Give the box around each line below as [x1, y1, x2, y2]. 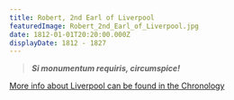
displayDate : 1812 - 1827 [9, 38, 106, 48]
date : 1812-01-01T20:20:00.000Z [9, 30, 130, 39]
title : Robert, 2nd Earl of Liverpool [9, 13, 155, 23]
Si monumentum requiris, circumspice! [31, 63, 181, 74]
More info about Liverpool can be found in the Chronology [9, 80, 225, 91]
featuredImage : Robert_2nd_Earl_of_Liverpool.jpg [9, 22, 200, 31]
